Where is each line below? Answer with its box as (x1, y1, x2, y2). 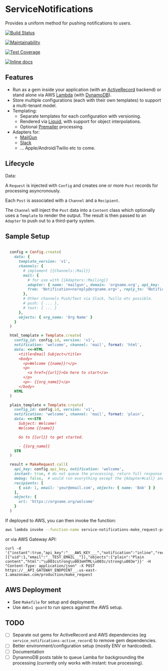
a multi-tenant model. (12, 102, 57, 108)
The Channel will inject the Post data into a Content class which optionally (5, 207, 155, 213)
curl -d (5, 546, 21, 551)
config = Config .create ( (9, 250, 61, 255)
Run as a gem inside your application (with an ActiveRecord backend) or (12, 86, 161, 92)
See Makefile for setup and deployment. (12, 599, 96, 605)
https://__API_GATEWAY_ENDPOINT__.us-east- (5, 568, 97, 573)
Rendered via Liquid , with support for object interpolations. (19, 118, 141, 124)
